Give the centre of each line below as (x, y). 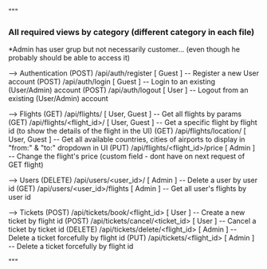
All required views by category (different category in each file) (132, 32)
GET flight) (26, 165)
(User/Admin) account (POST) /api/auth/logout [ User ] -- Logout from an (128, 90)
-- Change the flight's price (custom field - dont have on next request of (127, 156)
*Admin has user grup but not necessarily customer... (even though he (124, 49)
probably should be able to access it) (69, 58)
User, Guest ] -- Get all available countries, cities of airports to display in (127, 139)
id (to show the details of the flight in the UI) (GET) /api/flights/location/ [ (128, 131)
